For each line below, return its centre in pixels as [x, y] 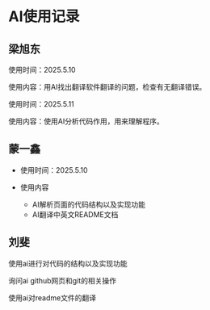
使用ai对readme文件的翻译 [52, 297]
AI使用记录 [44, 17]
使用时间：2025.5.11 [41, 104]
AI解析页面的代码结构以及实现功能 [89, 204]
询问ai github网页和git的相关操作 [63, 280]
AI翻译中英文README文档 [75, 214]
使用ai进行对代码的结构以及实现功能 [68, 263]
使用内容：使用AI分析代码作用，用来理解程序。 [86, 121]
